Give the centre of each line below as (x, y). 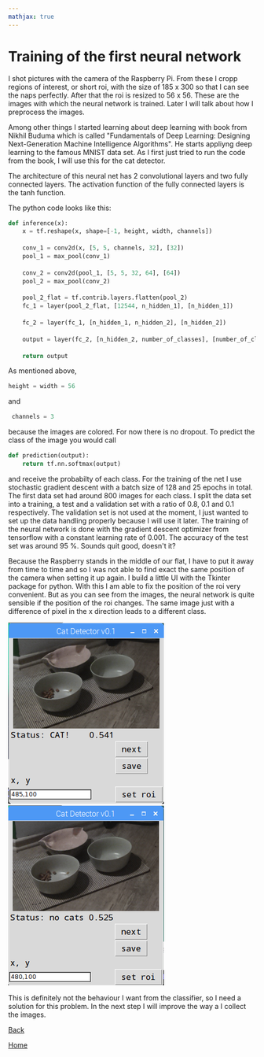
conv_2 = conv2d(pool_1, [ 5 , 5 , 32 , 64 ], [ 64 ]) (101, 273)
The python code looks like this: (60, 208)
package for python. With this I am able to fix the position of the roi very (125, 586)
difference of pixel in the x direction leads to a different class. (107, 611)
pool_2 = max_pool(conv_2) (66, 281)
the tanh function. (37, 192)
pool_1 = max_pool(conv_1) (66, 257)
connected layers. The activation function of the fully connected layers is (126, 184)
